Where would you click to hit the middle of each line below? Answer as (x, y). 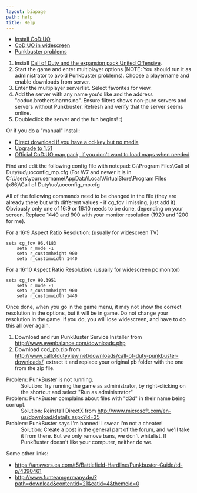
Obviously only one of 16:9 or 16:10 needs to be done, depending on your (95, 209)
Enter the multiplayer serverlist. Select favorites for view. (83, 88)
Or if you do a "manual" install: (43, 131)
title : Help (21, 22)
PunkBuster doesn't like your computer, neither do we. (87, 442)
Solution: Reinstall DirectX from (59, 411)
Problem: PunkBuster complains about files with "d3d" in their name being (96, 398)
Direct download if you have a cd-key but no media (77, 142)
